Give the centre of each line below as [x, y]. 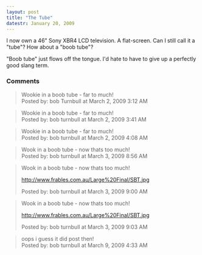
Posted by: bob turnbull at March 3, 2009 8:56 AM [84, 156]
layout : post [23, 12]
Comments [23, 81]
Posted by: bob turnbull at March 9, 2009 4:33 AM [84, 245]
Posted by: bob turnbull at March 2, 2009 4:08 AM [84, 137]
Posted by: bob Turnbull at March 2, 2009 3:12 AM [84, 101]
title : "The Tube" [30, 18]
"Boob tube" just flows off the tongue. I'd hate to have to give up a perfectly [101, 59]
